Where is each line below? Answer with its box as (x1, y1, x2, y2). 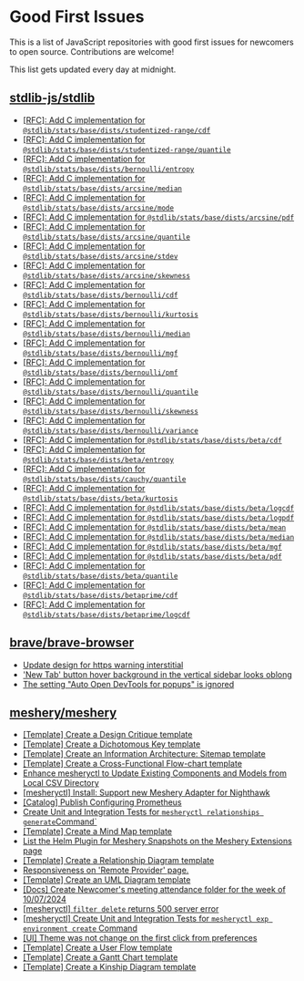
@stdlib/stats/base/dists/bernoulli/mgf (22, 348, 178, 357)
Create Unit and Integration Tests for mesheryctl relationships (22, 807, 260, 818)
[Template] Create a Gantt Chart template (22, 952, 178, 963)
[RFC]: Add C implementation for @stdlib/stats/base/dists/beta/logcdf (22, 501, 295, 512)
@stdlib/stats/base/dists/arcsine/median (22, 184, 182, 193)
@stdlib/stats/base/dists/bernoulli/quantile (22, 387, 198, 397)
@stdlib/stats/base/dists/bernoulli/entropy (22, 164, 195, 174)
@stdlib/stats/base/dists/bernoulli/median (22, 329, 191, 338)
